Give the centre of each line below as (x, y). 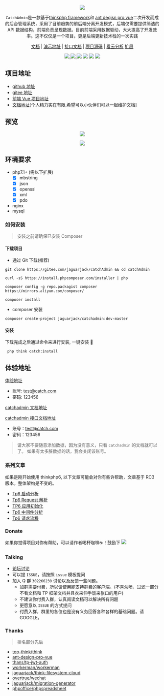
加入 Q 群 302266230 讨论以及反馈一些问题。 (56, 581)
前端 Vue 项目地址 (30, 98)
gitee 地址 (22, 92)
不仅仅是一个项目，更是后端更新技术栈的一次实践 (88, 36)
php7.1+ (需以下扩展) (33, 172)
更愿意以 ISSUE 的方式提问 (46, 605)
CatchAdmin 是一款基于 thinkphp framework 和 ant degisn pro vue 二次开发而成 (82, 17)
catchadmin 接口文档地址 (31, 418)
